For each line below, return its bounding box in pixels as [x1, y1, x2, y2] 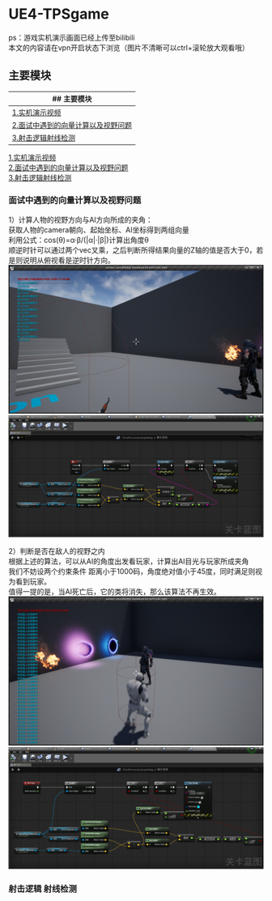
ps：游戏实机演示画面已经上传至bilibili [8, 32, 135, 42]
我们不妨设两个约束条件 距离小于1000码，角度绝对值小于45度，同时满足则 [8, 567, 256, 576]
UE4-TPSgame [8, 5, 109, 23]
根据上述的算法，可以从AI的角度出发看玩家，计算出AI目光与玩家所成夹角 [8, 556, 249, 567]
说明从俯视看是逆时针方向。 [22, 255, 115, 265]
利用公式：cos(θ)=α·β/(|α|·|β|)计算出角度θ [8, 235, 150, 244]
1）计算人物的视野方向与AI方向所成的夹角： [8, 215, 154, 224]
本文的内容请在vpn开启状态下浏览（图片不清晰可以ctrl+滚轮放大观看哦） [8, 42, 249, 53]
